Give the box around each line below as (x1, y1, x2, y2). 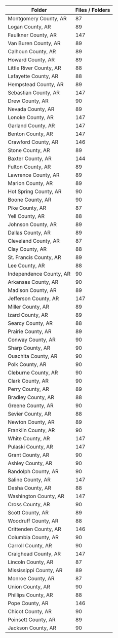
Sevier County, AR (8, 410, 52, 417)
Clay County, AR (8, 246, 47, 252)
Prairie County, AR (8, 328, 52, 335)
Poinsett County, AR (8, 616, 56, 623)
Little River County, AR (8, 64, 62, 71)
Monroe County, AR (8, 575, 55, 582)
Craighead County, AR (8, 550, 61, 557)
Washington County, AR (8, 493, 65, 500)
